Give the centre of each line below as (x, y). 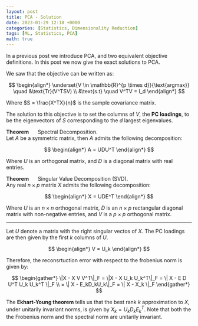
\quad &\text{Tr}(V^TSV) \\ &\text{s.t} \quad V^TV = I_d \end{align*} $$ (99, 91)
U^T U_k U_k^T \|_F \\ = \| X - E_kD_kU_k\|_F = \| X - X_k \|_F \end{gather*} (99, 284)
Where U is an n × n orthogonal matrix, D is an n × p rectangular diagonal (95, 208)
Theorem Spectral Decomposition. (52, 132)
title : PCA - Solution (34, 17)
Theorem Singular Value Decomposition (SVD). (67, 179)
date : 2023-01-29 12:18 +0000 (43, 22)
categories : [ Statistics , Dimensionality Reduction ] (72, 28)
